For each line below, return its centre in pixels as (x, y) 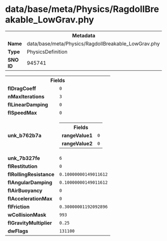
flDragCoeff (22, 88)
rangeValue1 (77, 135)
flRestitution (23, 166)
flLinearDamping (28, 105)
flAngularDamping (30, 182)
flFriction (19, 207)
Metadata (83, 35)
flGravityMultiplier (30, 223)
